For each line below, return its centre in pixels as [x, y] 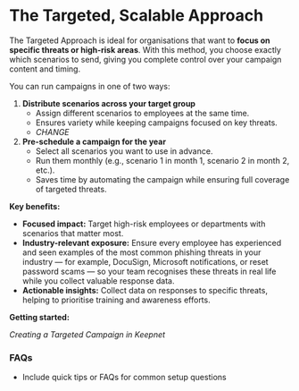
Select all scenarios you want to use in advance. [124, 151]
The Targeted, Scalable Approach [137, 16]
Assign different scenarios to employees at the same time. [142, 113]
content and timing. [45, 69]
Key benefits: [35, 206]
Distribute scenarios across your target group [109, 103]
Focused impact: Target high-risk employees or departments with [144, 224]
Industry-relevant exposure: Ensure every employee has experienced [152, 242]
